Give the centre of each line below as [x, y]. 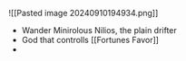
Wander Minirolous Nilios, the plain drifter [99, 30]
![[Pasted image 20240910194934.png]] [83, 13]
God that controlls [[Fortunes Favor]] [90, 40]
